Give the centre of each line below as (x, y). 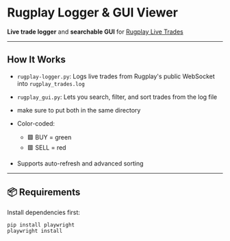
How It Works (37, 60)
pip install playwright (41, 225)
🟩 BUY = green (49, 137)
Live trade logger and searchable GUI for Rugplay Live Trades (95, 32)
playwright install (35, 231)
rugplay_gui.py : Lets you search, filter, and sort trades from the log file (117, 97)
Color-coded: (36, 123)
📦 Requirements (44, 193)
